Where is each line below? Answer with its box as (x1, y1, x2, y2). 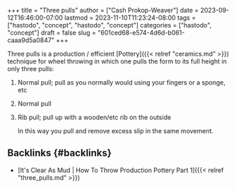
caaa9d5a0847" (7, 36, 55, 44)
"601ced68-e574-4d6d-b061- (98, 28, 185, 37)
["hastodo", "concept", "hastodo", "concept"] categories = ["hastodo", (7, 21, 212, 29)
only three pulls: (7, 65, 54, 73)
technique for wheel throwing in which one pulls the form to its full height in (7, 57, 228, 66)
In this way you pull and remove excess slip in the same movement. (17, 127, 214, 135)
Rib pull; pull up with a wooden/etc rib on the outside (17, 113, 172, 121)
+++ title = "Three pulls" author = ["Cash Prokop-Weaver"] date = (7, 6, 199, 14)
